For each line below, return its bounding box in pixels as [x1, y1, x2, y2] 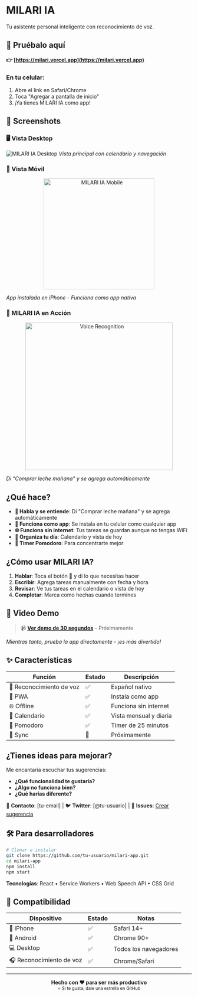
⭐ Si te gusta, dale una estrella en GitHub [57, 986, 141, 992]
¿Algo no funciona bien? [14, 784, 76, 791]
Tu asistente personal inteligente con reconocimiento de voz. [6, 23, 154, 30]
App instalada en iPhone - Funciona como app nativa [6, 294, 137, 301]
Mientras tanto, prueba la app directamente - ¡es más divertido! [6, 638, 161, 645]
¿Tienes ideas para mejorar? [6, 751, 113, 761]
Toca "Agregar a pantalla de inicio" [14, 93, 100, 100]
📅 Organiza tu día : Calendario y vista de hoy [14, 533, 123, 540]
